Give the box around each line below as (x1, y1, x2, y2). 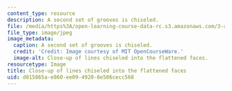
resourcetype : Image (7, 61, 67, 68)
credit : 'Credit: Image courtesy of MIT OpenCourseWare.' (13, 49, 184, 55)
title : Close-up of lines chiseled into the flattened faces (7, 67, 187, 74)
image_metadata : (7, 36, 54, 42)
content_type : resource (7, 10, 76, 17)
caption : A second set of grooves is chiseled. (13, 42, 153, 49)
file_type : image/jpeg (7, 29, 72, 36)
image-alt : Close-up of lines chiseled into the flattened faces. (13, 55, 209, 62)
